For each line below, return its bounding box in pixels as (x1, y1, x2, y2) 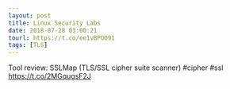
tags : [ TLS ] (8, 41, 48, 49)
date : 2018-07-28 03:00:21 (8, 26, 98, 34)
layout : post (8, 11, 52, 20)
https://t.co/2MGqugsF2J (8, 72, 91, 81)
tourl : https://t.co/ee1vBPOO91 (8, 33, 115, 42)
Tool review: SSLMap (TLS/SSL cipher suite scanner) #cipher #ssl (8, 63, 224, 72)
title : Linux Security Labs (8, 19, 102, 27)
